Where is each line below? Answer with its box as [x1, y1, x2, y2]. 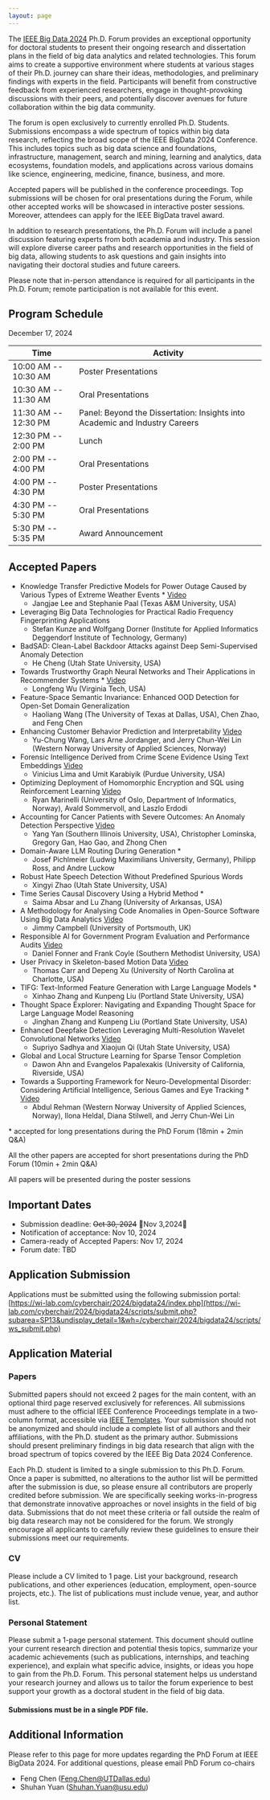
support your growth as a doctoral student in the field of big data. [8, 1687, 225, 1696]
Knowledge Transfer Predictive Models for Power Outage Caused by [19, 582, 247, 591]
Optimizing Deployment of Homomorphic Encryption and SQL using [19, 778, 244, 787]
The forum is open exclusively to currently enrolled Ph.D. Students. [8, 117, 230, 127]
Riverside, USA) [31, 1068, 84, 1078]
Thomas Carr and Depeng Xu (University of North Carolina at [31, 966, 235, 976]
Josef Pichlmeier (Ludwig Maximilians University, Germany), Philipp [31, 855, 256, 865]
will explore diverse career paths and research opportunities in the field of [8, 243, 254, 252]
